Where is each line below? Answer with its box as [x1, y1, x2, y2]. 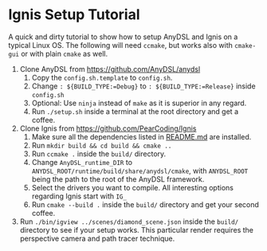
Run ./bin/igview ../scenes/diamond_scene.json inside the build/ [19, 217, 239, 226]
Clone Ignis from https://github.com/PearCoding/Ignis [19, 124, 197, 133]
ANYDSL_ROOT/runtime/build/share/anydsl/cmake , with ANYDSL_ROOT [31, 166, 249, 175]
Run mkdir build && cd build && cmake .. [31, 140, 172, 150]
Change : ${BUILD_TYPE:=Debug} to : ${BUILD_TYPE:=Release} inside [31, 81, 257, 91]
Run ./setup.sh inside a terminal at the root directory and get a [31, 106, 239, 116]
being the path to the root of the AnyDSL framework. [31, 174, 205, 184]
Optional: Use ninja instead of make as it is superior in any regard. [31, 98, 247, 108]
